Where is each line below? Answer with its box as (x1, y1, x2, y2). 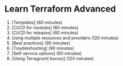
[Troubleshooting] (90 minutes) (11, 45, 75, 51)
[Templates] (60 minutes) (11, 19, 62, 25)
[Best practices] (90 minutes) (11, 40, 71, 46)
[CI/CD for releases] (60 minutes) (11, 30, 78, 35)
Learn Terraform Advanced (4, 3, 116, 15)
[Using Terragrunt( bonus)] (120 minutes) (11, 55, 94, 61)
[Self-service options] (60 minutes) (11, 50, 82, 56)
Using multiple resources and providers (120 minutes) (11, 35, 119, 41)
